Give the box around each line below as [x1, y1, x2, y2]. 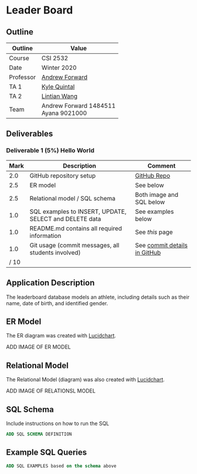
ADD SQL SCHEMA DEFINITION [6, 431, 72, 437]
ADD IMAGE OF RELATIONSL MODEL [6, 387, 96, 394]
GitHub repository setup [29, 171, 96, 179]
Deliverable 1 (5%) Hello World [6, 146, 95, 155]
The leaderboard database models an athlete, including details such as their [6, 294, 189, 301]
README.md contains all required [29, 224, 122, 232]
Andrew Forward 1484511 [41, 102, 116, 110]
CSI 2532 [41, 54, 69, 62]
